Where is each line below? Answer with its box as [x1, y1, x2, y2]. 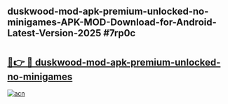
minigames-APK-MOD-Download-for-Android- [7, 17, 217, 29]
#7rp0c [102, 27, 136, 39]
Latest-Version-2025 [7, 27, 102, 39]
